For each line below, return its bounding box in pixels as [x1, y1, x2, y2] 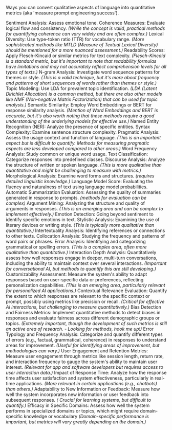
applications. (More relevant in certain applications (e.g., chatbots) [16, 381, 158, 386]
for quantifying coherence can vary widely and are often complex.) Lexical [6, 31, 164, 37]
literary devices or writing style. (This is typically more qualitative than [6, 222, 155, 228]
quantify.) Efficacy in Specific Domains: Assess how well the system [6, 402, 150, 408]
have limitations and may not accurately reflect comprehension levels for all [6, 64, 167, 69]
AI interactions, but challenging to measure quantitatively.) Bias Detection [6, 304, 162, 310]
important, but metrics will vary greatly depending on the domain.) [6, 419, 146, 425]
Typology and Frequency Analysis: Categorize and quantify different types [6, 331, 163, 337]
